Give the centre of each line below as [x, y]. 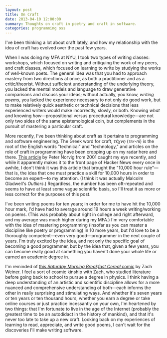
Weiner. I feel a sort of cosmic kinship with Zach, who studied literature [78, 272]
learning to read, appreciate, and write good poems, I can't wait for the [78, 325]
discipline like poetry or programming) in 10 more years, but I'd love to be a [82, 230]
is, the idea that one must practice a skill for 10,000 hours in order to [84, 173]
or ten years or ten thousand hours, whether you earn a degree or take [78, 298]
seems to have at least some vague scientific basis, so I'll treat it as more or [83, 189]
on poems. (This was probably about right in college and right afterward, [80, 214]
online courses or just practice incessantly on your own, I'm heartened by [81, 304]
